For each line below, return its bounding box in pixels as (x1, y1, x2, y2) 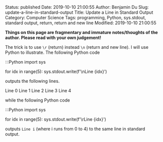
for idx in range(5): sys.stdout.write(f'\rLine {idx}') (5, 116, 107, 122)
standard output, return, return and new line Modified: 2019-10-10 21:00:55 (5, 20, 157, 26)
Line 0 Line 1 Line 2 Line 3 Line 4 (5, 88, 71, 93)
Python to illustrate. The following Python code (5, 49, 100, 55)
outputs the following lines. (5, 78, 60, 84)
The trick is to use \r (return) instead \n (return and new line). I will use (5, 44, 149, 50)
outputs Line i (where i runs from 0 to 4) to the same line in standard (5, 126, 146, 132)
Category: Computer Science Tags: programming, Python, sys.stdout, (5, 15, 146, 20)
